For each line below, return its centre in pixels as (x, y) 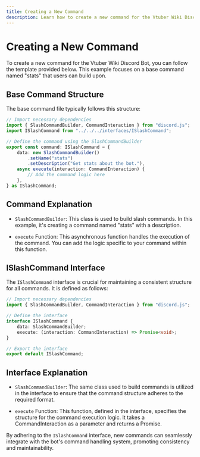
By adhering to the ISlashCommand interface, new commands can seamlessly (99, 436)
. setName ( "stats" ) (50, 158)
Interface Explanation (47, 373)
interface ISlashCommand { (40, 321)
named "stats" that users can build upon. (57, 76)
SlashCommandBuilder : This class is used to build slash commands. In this (104, 218)
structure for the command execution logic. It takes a (79, 418)
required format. (35, 400)
